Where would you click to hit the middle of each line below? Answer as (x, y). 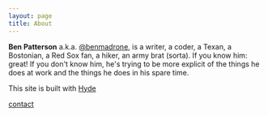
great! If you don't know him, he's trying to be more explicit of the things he (134, 64)
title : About (30, 24)
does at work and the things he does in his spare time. (99, 72)
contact (21, 104)
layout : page (30, 16)
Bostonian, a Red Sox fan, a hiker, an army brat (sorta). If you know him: (128, 55)
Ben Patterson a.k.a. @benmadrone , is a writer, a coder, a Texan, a (120, 46)
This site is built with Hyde (52, 88)
